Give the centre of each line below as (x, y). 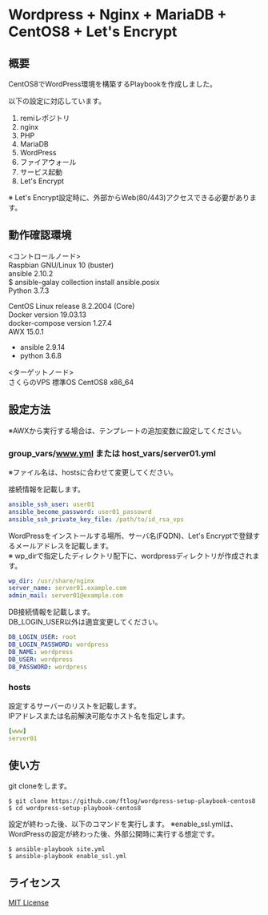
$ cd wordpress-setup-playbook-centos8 (75, 809)
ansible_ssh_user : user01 (51, 504)
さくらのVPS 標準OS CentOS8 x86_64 (71, 382)
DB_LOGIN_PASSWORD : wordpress (59, 645)
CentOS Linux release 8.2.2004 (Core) (72, 306)
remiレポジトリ (45, 118)
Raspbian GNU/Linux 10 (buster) (61, 265)
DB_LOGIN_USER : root (43, 637)
